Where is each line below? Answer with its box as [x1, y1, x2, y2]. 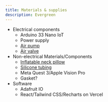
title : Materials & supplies [5, 7, 67, 13]
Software [12, 80, 32, 87]
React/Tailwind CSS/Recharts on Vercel [20, 91, 103, 97]
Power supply [20, 37, 49, 43]
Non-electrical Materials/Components [12, 53, 92, 59]
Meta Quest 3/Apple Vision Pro [20, 69, 86, 75]
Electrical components [12, 26, 60, 32]
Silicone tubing [20, 64, 52, 70]
